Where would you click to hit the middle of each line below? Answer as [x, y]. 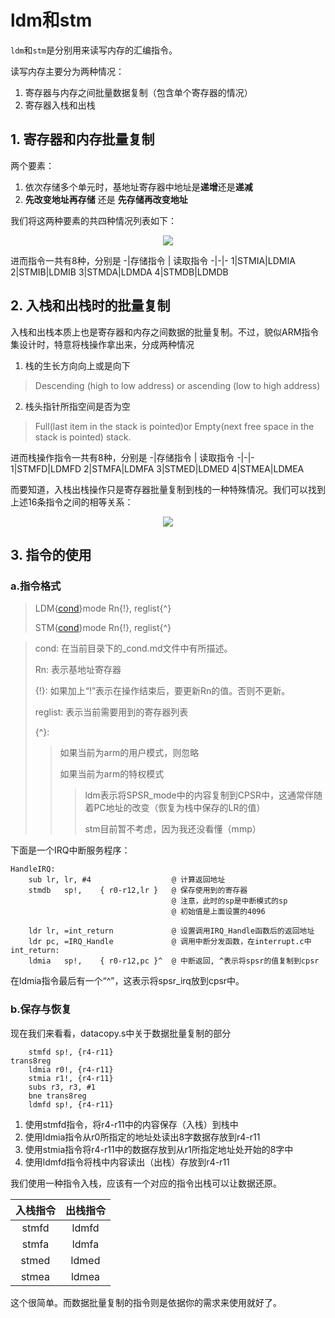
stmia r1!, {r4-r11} [71, 1078]
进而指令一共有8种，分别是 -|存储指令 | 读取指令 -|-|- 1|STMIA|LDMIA [153, 260]
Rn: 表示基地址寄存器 [78, 670]
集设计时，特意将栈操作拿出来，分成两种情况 [102, 344]
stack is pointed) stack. [83, 437]
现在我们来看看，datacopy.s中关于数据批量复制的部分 [121, 1033]
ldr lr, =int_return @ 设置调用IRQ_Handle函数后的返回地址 [171, 931]
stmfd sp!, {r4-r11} [71, 1052]
